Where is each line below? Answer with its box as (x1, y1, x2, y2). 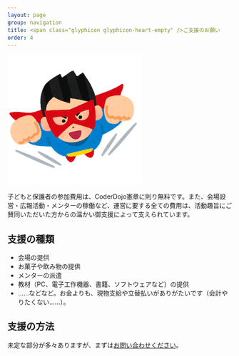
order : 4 (7, 34, 34, 41)
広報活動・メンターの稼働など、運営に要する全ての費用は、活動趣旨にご (19, 201, 233, 210)
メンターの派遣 (17, 271, 62, 280)
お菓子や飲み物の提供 (17, 262, 81, 271)
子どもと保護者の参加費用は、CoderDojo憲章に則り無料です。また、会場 (7, 192, 220, 201)
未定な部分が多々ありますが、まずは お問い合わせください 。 (7, 340, 183, 349)
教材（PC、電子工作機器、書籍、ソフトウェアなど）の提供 (17, 280, 189, 288)
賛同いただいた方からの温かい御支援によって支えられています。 (7, 210, 194, 219)
